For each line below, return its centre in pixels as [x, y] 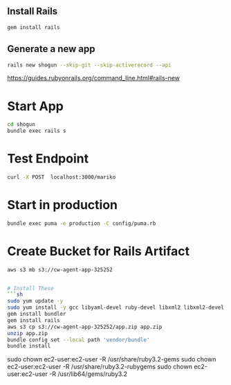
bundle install [29, 346]
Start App [36, 106]
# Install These [30, 288]
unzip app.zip [28, 333]
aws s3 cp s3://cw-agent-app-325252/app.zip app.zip [85, 327]
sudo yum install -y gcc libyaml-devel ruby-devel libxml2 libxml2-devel [116, 307]
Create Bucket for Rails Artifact [99, 251]
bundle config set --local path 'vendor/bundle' [78, 340]
